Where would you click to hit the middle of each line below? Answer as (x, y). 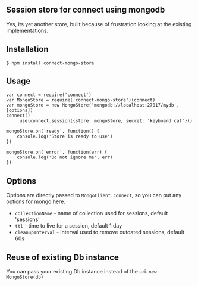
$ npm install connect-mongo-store (50, 63)
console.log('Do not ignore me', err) (65, 157)
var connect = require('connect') (49, 95)
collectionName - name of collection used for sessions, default (91, 213)
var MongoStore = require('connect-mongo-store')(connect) (81, 100)
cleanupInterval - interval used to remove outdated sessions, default (100, 232)
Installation (27, 49)
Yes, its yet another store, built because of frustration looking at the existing (99, 24)
